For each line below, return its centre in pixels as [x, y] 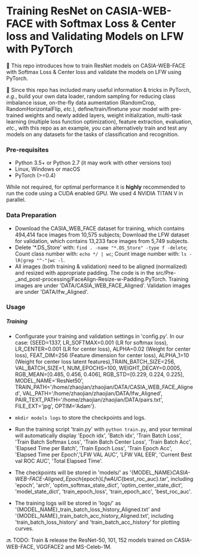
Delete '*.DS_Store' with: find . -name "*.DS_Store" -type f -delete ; [101, 247]
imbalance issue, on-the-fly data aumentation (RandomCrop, [81, 102]
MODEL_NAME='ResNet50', [49, 381]
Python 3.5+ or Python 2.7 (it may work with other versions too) [93, 163]
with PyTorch [40, 49]
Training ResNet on [55, 11]
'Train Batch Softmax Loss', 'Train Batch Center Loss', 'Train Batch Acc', [103, 442]
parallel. [16, 200]
